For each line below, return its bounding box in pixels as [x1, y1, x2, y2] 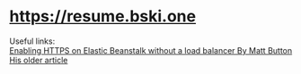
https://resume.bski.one [9, 6, 196, 27]
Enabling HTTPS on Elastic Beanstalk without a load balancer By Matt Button [9, 45, 293, 55]
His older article [9, 54, 68, 65]
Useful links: [9, 36, 56, 46]
